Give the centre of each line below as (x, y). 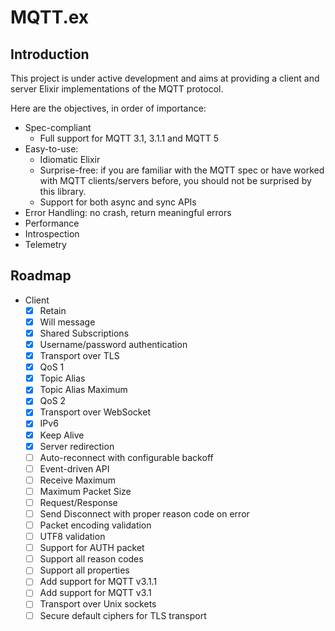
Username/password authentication (113, 344)
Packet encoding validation (95, 525)
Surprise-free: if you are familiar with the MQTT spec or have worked (182, 170)
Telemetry (45, 244)
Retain (53, 310)
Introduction (50, 54)
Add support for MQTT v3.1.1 (98, 582)
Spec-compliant (58, 127)
